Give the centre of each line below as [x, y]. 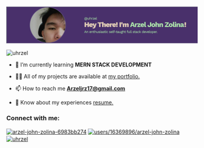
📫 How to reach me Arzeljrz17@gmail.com [70, 88]
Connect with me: [33, 118]
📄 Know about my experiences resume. [64, 102]
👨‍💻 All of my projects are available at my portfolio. [77, 76]
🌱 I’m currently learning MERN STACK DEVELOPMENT [83, 65]
